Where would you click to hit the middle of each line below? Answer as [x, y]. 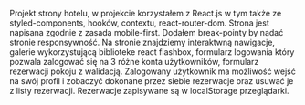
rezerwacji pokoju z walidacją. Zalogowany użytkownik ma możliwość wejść [153, 71]
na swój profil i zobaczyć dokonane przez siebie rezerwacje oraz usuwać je [152, 81]
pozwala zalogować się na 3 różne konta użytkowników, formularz [134, 62]
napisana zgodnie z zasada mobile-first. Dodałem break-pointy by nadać [147, 32]
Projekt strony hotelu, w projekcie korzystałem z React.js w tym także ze [146, 13]
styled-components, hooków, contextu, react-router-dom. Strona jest [139, 23]
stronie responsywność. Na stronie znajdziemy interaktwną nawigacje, [142, 42]
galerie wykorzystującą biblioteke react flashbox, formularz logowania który [152, 52]
